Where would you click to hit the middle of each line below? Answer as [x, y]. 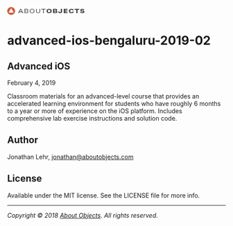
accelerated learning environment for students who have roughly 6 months [114, 104]
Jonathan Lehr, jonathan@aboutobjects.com [70, 157]
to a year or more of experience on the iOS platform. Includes [95, 111]
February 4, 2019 [32, 83]
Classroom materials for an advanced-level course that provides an [103, 96]
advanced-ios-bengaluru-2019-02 [109, 41]
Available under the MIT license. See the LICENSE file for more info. [104, 195]
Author [23, 140]
